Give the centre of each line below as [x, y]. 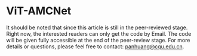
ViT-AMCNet [39, 11]
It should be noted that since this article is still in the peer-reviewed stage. [97, 27]
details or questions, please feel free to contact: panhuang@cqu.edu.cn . [95, 46]
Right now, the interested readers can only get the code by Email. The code [99, 33]
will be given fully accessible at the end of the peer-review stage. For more [98, 40]
